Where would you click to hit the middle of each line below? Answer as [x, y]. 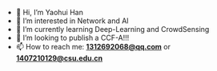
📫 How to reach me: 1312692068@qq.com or [93, 47]
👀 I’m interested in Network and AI [72, 21]
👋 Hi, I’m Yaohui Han [50, 12]
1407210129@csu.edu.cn [59, 58]
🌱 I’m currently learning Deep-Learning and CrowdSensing [113, 29]
